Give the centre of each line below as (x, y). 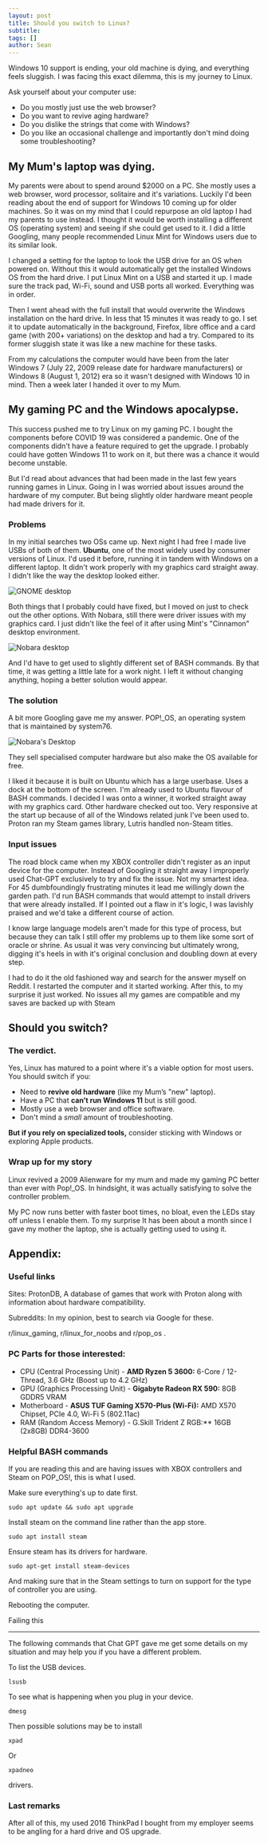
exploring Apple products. (51, 1141)
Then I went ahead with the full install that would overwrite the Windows (127, 310)
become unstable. (38, 463)
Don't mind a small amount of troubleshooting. (96, 1117)
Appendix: (35, 1254)
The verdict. (33, 1050)
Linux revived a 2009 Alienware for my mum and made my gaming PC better (134, 1179)
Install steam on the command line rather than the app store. (107, 1522)
